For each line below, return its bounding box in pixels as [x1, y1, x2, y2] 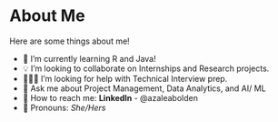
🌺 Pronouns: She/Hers [22, 102, 106, 113]
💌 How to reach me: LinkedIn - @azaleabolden [22, 92, 198, 103]
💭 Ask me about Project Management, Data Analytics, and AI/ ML [22, 83, 266, 94]
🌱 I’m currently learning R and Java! [22, 53, 156, 64]
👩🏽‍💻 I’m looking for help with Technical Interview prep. [22, 73, 228, 84]
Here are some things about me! [9, 36, 130, 46]
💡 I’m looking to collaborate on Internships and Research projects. [22, 63, 270, 74]
